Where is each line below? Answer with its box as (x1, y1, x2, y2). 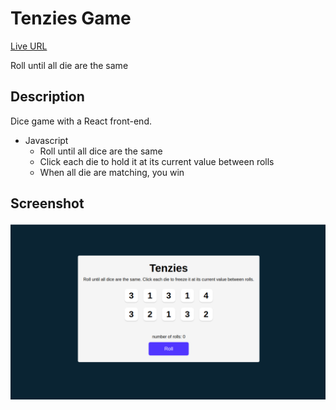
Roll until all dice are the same (39, 145, 163, 157)
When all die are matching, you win (39, 166, 185, 178)
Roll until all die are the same (10, 59, 129, 71)
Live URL (10, 40, 48, 52)
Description (10, 88, 85, 106)
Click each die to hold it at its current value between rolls (39, 155, 275, 167)
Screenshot (10, 195, 85, 212)
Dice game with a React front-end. (10, 115, 152, 127)
